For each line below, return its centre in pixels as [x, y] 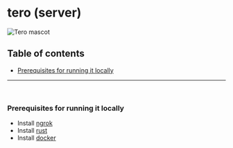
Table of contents [46, 54]
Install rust [32, 131]
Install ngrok [35, 123]
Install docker [37, 138]
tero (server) [44, 13]
